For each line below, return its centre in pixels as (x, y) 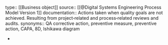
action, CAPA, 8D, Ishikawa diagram (43, 29)
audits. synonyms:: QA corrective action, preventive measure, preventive (81, 23)
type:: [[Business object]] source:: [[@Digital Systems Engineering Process (83, 7)
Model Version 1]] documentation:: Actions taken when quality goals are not (84, 13)
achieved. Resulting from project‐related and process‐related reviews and (82, 18)
